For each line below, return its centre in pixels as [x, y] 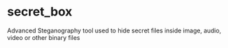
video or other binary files [44, 37]
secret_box [40, 12]
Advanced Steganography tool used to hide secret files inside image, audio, [114, 30]
